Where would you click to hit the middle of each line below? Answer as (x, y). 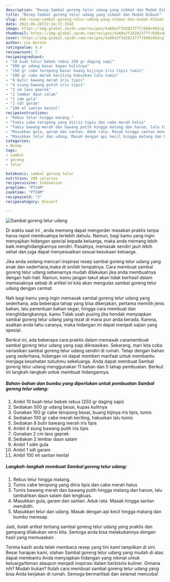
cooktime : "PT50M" (25, 192)
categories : (18, 141)
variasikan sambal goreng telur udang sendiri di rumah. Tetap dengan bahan (85, 350)
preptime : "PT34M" (25, 188)
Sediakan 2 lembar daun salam (45, 439)
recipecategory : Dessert (32, 202)
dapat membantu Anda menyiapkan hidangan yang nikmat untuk (73, 558)
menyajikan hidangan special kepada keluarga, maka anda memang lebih (82, 241)
